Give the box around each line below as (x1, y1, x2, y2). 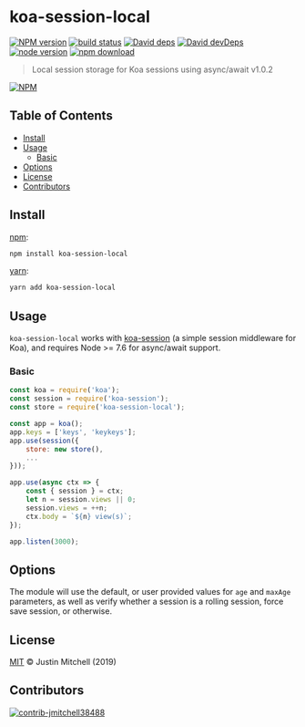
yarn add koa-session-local (9, 283, 117, 293)
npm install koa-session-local (9, 249, 128, 258)
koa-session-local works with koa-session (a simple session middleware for (9, 333, 297, 344)
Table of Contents (9, 108, 114, 124)
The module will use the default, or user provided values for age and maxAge (9, 587, 291, 597)
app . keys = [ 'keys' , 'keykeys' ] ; (9, 427, 137, 437)
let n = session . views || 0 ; (25, 495, 137, 504)
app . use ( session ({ (9, 436, 79, 445)
